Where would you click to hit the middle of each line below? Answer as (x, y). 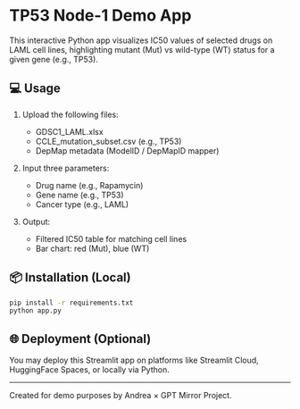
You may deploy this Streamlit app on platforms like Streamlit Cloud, (134, 360)
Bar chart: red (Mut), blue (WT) (92, 248)
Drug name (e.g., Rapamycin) (89, 185)
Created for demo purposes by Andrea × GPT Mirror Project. (121, 396)
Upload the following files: (70, 114)
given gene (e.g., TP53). (54, 59)
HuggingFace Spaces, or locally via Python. (89, 370)
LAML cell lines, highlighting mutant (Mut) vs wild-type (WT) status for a (142, 49)
